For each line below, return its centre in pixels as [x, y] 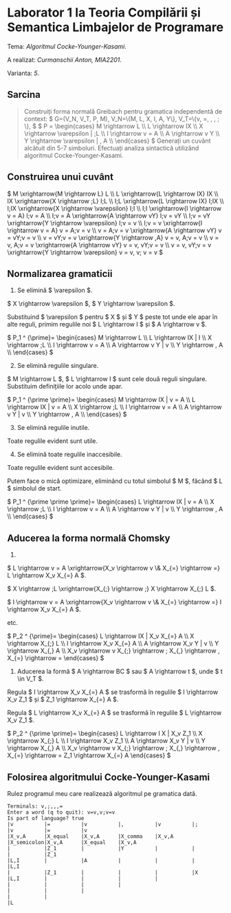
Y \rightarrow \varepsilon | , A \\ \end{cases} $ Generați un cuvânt [117, 141]
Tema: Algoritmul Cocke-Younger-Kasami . [67, 46]
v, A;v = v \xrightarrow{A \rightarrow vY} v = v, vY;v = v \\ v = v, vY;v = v [109, 245]
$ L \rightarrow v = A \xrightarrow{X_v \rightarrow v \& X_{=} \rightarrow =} [113, 568]
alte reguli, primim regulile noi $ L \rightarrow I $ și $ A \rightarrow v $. [107, 325]
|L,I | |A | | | [101, 861]
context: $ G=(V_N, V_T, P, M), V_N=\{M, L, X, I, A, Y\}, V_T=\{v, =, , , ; [122, 119]
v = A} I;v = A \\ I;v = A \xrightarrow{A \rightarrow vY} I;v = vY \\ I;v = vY [109, 216]
